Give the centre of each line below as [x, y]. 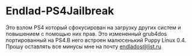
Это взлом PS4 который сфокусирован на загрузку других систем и [93, 27]
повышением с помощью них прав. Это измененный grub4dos [86, 33]
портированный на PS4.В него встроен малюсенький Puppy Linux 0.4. [96, 40]
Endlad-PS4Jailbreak [60, 11]
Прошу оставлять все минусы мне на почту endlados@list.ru [84, 46]
